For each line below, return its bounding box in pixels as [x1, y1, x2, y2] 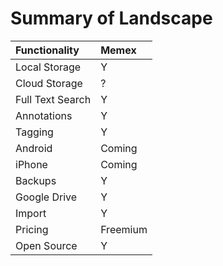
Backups [15, 173, 57, 187]
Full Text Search [15, 92, 92, 106]
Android [15, 141, 53, 155]
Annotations [15, 108, 73, 122]
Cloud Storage [15, 76, 83, 90]
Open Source [15, 238, 78, 252]
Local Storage [15, 60, 82, 74]
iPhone [15, 157, 48, 171]
